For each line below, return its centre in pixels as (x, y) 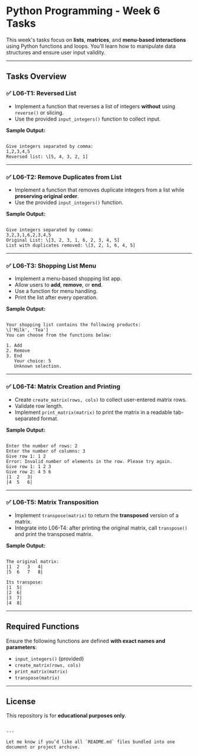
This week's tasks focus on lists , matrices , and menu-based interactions (96, 40)
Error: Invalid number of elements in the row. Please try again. (89, 461)
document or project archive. (43, 747)
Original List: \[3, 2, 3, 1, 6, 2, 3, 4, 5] (63, 240)
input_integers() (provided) (49, 658)
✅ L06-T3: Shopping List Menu (51, 265)
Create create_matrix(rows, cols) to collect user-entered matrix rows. (101, 400)
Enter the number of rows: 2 (42, 446)
